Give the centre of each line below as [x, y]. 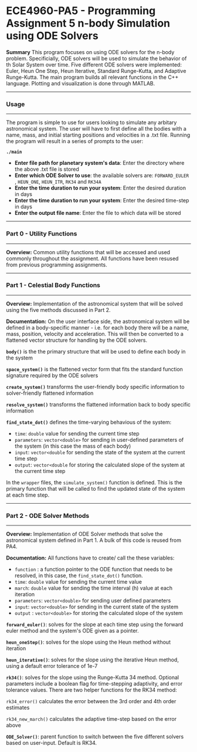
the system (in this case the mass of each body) [73, 446]
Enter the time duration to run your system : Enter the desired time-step [102, 201]
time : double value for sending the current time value [78, 582]
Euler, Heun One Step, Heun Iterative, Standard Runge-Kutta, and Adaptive [96, 71]
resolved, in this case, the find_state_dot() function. [79, 575]
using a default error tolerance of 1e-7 [52, 666]
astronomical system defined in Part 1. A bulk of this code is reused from [94, 540]
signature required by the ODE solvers [52, 375]
